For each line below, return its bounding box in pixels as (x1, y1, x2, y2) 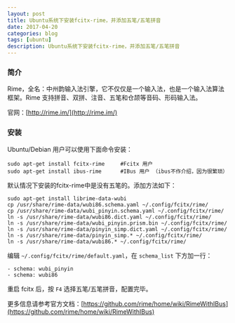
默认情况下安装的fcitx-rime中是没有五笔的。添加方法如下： (7, 180, 177, 190)
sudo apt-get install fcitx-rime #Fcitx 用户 (7, 160, 153, 167)
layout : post (7, 10, 46, 18)
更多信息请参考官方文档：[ (7, 299, 84, 308)
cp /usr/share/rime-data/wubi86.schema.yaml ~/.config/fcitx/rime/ (7, 201, 209, 208)
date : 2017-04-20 (7, 23, 58, 30)
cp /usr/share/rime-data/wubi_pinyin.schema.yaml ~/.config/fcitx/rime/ (7, 207, 224, 214)
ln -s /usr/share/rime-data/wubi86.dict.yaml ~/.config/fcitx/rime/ (7, 213, 212, 220)
